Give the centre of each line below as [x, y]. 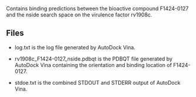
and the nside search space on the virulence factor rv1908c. [79, 15]
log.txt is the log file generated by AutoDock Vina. [75, 47]
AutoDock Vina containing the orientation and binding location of [93, 65]
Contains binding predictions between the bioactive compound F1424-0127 [97, 9]
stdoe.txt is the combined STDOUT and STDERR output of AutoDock [97, 82]
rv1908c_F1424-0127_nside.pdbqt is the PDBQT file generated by [93, 59]
